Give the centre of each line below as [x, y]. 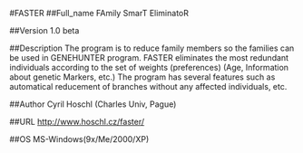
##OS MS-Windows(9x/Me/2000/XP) [79, 139]
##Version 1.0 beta [44, 30]
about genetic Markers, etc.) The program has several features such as [142, 77]
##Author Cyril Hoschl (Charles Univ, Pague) [93, 104]
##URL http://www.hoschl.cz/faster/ [77, 122]
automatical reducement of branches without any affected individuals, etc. [148, 86]
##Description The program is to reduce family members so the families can [152, 48]
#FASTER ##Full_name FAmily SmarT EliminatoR [99, 13]
